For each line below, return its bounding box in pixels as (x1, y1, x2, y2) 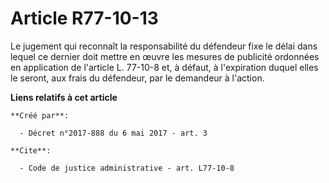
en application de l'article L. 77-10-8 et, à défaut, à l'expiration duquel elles (10, 61, 319, 73)
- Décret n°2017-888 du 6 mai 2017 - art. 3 (19, 128, 208, 138)
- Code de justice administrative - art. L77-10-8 (19, 163, 235, 173)
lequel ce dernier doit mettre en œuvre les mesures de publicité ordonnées (10, 50, 320, 62)
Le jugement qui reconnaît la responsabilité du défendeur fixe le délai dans (10, 40, 318, 52)
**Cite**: (10, 145, 52, 156)
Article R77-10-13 (10, 7, 159, 30)
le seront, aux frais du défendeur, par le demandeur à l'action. (10, 72, 265, 84)
